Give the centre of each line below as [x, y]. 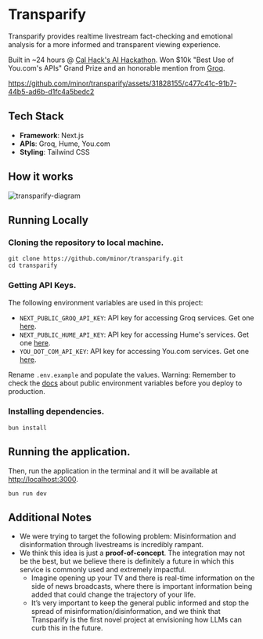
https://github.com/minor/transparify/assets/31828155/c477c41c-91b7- [122, 83]
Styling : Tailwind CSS [54, 152]
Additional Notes [50, 518]
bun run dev [27, 493]
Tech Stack [36, 117]
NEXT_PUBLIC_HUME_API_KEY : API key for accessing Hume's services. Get [134, 334]
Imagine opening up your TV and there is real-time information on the [143, 578]
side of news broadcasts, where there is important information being [142, 586]
